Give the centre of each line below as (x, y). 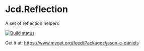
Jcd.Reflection (37, 9)
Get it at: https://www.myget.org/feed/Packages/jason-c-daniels (72, 43)
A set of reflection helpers (32, 23)
